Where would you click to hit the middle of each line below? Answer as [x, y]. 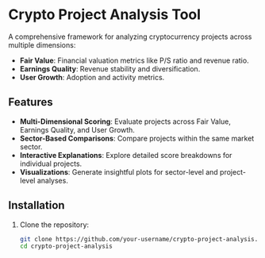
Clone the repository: [54, 225]
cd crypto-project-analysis [66, 246]
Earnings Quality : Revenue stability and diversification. [110, 68]
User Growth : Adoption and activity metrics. [92, 77]
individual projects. [51, 164]
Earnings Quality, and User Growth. [77, 129]
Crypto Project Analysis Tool [104, 15]
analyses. [53, 180]
